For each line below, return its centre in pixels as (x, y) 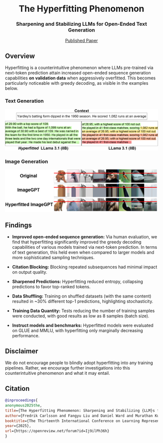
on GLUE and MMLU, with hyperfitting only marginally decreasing (77, 331)
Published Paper (81, 41)
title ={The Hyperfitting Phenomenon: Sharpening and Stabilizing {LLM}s (80, 410)
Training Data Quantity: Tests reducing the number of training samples (83, 311)
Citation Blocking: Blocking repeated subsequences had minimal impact (85, 267)
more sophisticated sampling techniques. (53, 258)
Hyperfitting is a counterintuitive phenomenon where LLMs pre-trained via (79, 68)
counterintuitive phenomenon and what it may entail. (57, 373)
